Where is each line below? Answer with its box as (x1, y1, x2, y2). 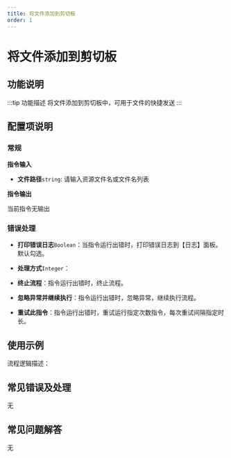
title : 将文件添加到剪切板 (7, 10, 76, 17)
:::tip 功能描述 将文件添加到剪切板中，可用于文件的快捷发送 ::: (7, 98, 182, 106)
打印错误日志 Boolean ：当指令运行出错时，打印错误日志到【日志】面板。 (17, 240, 222, 249)
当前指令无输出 (7, 204, 50, 213)
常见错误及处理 (7, 382, 71, 393)
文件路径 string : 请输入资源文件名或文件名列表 (17, 175, 149, 183)
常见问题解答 (7, 423, 62, 435)
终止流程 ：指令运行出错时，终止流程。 (17, 279, 127, 287)
